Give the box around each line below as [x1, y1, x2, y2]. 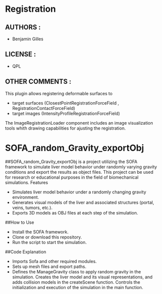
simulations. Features [5, 179, 48, 185]
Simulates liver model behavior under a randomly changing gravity [12, 189, 146, 195]
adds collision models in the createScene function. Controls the [12, 279, 140, 285]
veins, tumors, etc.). [12, 205, 53, 211]
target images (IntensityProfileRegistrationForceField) [12, 110, 120, 116]
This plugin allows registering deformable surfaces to [5, 90, 113, 96]
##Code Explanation [5, 249, 46, 255]
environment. [12, 194, 39, 200]
